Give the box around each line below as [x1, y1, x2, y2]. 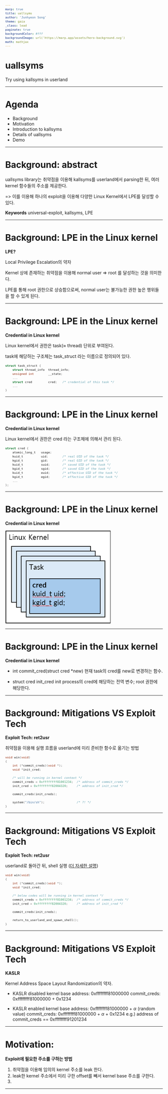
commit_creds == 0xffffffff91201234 [12, 1016, 87, 1023]
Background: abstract [5, 159, 97, 171]
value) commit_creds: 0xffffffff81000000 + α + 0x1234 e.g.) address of [12, 1011, 159, 1017]
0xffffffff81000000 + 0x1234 [12, 996, 71, 1002]
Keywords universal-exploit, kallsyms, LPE [5, 210, 93, 216]
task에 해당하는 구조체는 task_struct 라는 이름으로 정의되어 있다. [5, 353, 131, 359]
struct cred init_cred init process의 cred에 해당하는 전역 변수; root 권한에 [12, 678, 158, 684]
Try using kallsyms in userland [5, 76, 68, 82]
